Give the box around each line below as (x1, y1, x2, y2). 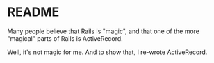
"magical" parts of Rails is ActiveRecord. (7, 34, 123, 42)
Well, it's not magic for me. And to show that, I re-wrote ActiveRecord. (7, 48, 208, 56)
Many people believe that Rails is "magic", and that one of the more (7, 27, 200, 35)
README (7, 4, 60, 20)
